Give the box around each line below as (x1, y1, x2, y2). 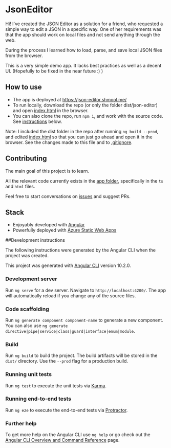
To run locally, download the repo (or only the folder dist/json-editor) (12, 102, 158, 108)
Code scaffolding (5, 305, 50, 312)
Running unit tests (5, 371, 52, 378)
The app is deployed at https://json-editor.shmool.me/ (12, 96, 127, 102)
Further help (5, 420, 37, 427)
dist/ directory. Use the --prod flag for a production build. (5, 358, 128, 364)
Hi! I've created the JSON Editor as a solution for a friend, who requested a (5, 21, 163, 27)
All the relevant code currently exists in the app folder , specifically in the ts (5, 177, 164, 184)
